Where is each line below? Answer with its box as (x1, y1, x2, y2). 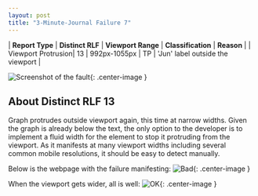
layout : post (8, 11, 51, 20)
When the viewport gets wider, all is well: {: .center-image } (8, 180, 217, 189)
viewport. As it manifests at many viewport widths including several (8, 140, 226, 150)
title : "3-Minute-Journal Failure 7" (8, 19, 132, 27)
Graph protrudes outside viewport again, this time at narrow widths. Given (8, 115, 247, 125)
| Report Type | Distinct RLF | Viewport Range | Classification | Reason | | (8, 40, 251, 49)
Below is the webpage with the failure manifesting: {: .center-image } (8, 164, 251, 173)
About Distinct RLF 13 (8, 95, 115, 108)
